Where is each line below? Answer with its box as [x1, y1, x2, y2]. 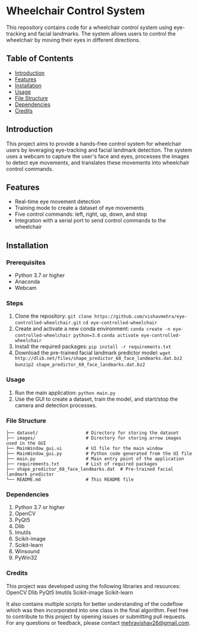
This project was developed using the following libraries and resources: [6, 582, 181, 589]
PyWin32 [14, 554, 37, 561]
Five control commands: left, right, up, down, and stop [14, 210, 147, 218]
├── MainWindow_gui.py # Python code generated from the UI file [6, 451, 193, 457]
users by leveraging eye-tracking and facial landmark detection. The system [6, 146, 193, 154]
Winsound [14, 548, 40, 555]
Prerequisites [6, 258, 46, 266]
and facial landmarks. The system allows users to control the [27, 30, 176, 37]
